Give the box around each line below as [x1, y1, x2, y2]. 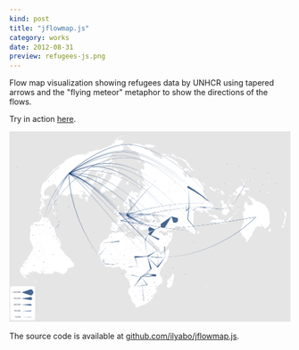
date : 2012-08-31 [9, 43, 74, 52]
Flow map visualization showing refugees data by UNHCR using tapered [9, 77, 275, 88]
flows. [9, 96, 32, 107]
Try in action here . [9, 114, 77, 125]
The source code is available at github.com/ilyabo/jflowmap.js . [9, 330, 239, 342]
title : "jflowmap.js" [9, 23, 90, 33]
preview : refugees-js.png [9, 52, 105, 61]
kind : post [9, 14, 50, 23]
